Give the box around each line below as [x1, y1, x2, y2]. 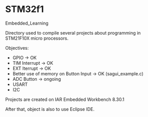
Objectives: [5, 45, 29, 51]
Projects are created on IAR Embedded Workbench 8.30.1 [5, 96, 125, 102]
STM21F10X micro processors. [5, 35, 69, 41]
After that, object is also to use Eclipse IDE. [5, 106, 95, 112]
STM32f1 [5, 4, 44, 15]
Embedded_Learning [5, 20, 49, 26]
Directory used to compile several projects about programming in [5, 30, 141, 36]
